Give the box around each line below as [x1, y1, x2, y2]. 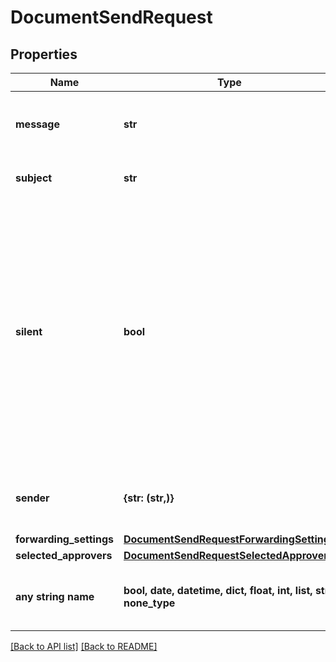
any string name [15, 590, 95, 603]
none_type [123, 596, 176, 610]
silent [15, 325, 43, 338]
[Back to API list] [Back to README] [10, 641, 158, 652]
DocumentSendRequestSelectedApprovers [123, 549, 334, 562]
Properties [10, 46, 78, 63]
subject [15, 171, 53, 185]
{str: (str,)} [123, 491, 175, 505]
